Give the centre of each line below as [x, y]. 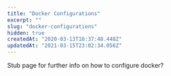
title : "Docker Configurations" [54, 13]
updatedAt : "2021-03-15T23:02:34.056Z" [65, 46]
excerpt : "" [24, 20]
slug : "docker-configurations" [52, 26]
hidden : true [26, 33]
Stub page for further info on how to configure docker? [85, 65]
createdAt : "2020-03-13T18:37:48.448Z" [65, 39]
